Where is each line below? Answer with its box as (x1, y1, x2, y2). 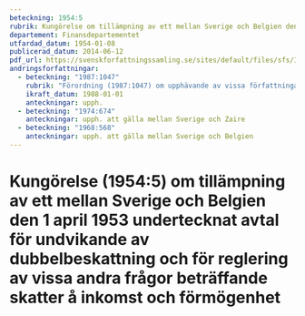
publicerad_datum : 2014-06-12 (9, 47, 124, 56)
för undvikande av (9, 229, 150, 250)
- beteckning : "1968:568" (17, 124, 116, 133)
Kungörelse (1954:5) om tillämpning (9, 171, 286, 192)
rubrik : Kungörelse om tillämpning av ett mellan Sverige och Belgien (9, 22, 282, 31)
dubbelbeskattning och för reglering (9, 249, 289, 270)
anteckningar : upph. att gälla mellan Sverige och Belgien (25, 132, 254, 141)
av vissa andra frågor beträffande (9, 268, 268, 289)
